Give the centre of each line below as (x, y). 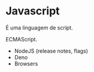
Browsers (26, 64)
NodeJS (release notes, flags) (51, 51)
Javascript (33, 11)
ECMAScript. (21, 39)
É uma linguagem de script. (39, 28)
